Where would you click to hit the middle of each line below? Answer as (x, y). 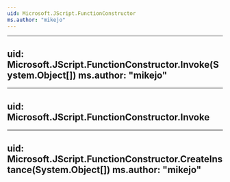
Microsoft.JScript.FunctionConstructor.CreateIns (115, 159)
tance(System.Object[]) (59, 169)
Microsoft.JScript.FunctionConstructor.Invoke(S (113, 65)
